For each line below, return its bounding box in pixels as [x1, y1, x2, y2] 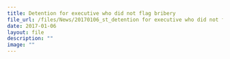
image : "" [7, 41, 36, 48]
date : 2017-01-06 [7, 22, 57, 29]
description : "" [7, 35, 53, 42]
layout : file [7, 28, 44, 36]
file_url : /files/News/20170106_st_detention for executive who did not [7, 16, 219, 23]
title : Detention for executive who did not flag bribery [7, 9, 176, 17]
